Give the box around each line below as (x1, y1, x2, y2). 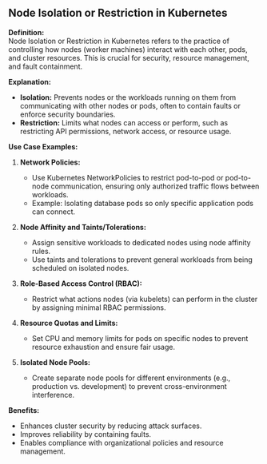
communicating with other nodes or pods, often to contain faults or (19, 101, 241, 110)
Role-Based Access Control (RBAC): (19, 279, 142, 288)
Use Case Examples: (8, 141, 78, 151)
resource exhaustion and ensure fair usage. (31, 342, 176, 351)
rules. (31, 246, 51, 256)
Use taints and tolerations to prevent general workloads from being (31, 255, 253, 264)
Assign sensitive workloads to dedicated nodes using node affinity (31, 237, 251, 247)
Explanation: (8, 77, 52, 86)
